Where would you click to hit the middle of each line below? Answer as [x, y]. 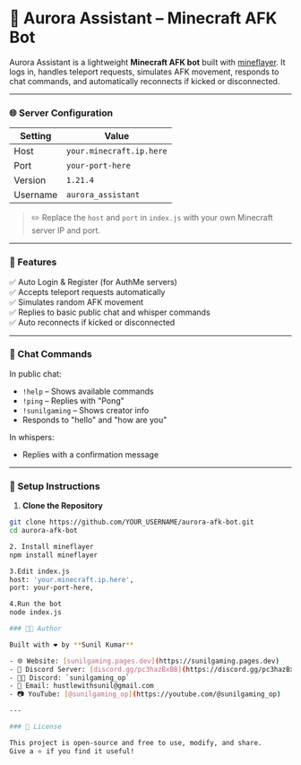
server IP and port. [66, 230]
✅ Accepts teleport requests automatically [87, 291]
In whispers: [32, 437]
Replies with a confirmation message [90, 454]
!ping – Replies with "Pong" [73, 400]
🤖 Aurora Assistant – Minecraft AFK [143, 18]
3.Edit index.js [39, 571]
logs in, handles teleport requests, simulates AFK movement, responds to [144, 72]
